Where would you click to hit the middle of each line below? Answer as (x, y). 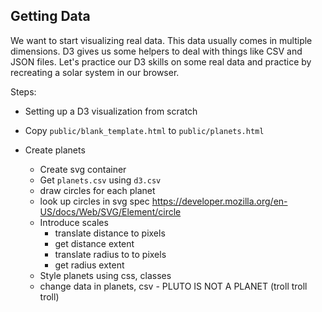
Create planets (55, 150)
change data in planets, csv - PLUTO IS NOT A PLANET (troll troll (173, 286)
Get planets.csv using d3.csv (100, 180)
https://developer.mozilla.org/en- (219, 201)
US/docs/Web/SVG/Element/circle (110, 211)
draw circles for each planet (97, 190)
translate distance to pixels (110, 233)
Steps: (23, 91)
